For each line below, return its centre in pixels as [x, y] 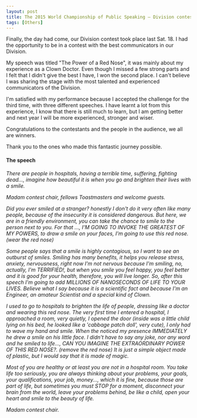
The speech [21, 160]
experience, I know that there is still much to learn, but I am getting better [95, 111]
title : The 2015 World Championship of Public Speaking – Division [90, 17]
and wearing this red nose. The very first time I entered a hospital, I [87, 312]
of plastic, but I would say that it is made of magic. [67, 356]
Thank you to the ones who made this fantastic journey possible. [84, 147]
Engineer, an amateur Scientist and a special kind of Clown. [79, 294]
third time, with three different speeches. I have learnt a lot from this [88, 106]
